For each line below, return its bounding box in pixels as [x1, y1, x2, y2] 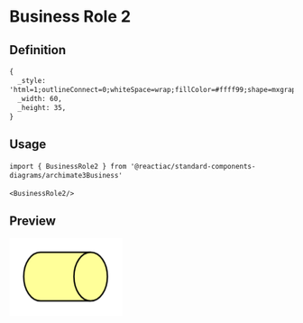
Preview [9, 214, 57, 229]
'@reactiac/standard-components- [130, 161, 256, 171]
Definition [9, 42, 66, 58]
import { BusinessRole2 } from [9, 161, 127, 171]
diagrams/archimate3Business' [9, 171, 124, 180]
